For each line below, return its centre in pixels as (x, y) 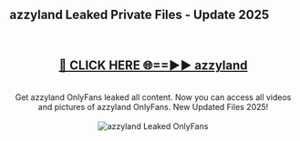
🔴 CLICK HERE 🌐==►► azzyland (153, 66)
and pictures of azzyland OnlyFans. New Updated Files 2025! (153, 106)
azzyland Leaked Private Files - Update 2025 (140, 15)
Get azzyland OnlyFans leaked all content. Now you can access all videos (153, 97)
